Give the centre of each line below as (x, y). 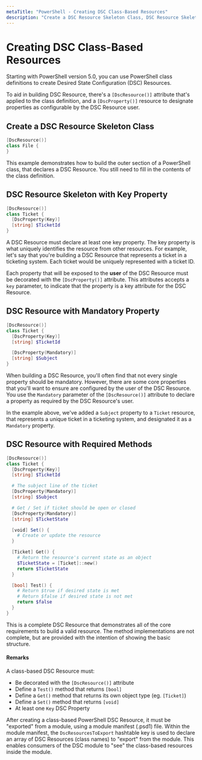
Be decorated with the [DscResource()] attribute (74, 683)
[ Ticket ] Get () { (33, 552)
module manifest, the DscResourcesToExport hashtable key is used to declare (101, 733)
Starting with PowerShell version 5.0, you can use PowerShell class (89, 76)
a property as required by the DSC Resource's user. (70, 401)
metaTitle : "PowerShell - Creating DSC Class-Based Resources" (87, 12)
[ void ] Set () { (31, 530)
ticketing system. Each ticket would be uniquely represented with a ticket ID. (101, 262)
